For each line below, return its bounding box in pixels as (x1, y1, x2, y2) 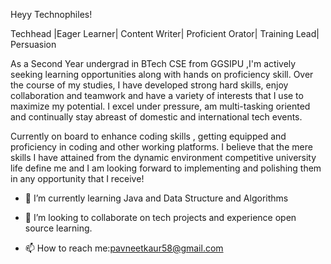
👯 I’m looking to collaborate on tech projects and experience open (24, 212, 297, 223)
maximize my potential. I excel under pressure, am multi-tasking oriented (10, 100, 311, 112)
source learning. (24, 222, 93, 234)
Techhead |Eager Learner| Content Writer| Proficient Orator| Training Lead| (10, 28, 320, 39)
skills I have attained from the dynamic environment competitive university (10, 152, 317, 163)
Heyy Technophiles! (10, 9, 93, 20)
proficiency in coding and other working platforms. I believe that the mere (10, 141, 313, 153)
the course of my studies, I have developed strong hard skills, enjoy (10, 79, 289, 91)
